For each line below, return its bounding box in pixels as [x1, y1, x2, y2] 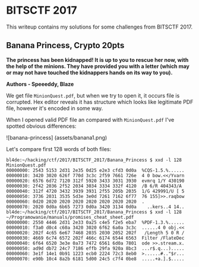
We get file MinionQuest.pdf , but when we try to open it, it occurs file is [6, 92, 180, 99]
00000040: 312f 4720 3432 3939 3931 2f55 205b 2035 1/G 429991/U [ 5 [6, 188, 185, 194]
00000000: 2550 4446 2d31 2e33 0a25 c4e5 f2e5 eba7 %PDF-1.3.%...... [6, 219, 185, 225]
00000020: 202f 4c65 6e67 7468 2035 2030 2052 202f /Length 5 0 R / [6, 230, 185, 235]
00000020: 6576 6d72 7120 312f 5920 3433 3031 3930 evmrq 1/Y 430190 [6, 178, 185, 184]
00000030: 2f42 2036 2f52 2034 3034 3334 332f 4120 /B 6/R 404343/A [6, 183, 182, 189]
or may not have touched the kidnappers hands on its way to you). [6, 69, 173, 76]
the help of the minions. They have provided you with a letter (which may [6, 62, 190, 70]
